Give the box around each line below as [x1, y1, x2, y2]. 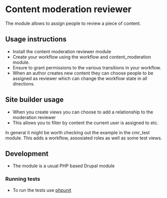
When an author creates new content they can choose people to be [12, 70, 153, 76]
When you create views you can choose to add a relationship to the [12, 109, 153, 115]
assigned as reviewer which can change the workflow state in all [12, 75, 148, 82]
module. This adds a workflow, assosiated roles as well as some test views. [5, 135, 162, 141]
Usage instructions [5, 35, 67, 44]
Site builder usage [5, 95, 64, 104]
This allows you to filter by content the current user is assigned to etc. [12, 120, 158, 126]
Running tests [5, 176, 40, 183]
